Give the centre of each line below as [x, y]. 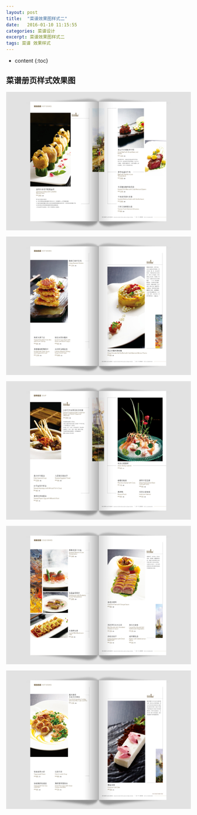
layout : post [22, 12]
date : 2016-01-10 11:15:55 [42, 25]
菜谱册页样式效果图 [41, 81]
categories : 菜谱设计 [31, 31]
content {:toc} [31, 61]
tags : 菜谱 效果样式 [28, 43]
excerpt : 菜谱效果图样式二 [35, 37]
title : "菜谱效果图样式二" [37, 18]
